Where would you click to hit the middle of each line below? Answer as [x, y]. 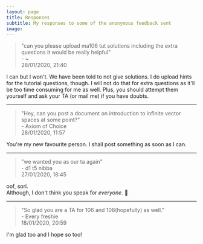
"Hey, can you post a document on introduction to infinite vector [101, 114]
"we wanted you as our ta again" [62, 162]
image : [14, 29]
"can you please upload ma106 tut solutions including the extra [99, 46]
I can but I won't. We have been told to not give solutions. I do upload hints [99, 77]
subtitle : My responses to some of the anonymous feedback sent [89, 23]
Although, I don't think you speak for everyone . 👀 [67, 193]
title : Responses [28, 18]
